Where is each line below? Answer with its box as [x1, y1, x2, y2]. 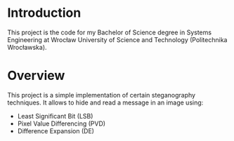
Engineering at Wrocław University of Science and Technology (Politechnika [7, 35, 228, 43]
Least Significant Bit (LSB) [17, 112, 93, 120]
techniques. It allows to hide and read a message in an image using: [7, 98, 204, 107]
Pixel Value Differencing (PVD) [17, 119, 106, 128]
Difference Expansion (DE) [17, 126, 95, 135]
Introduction [7, 5, 82, 21]
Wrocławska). [7, 43, 47, 51]
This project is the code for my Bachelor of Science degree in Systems [7, 28, 212, 36]
